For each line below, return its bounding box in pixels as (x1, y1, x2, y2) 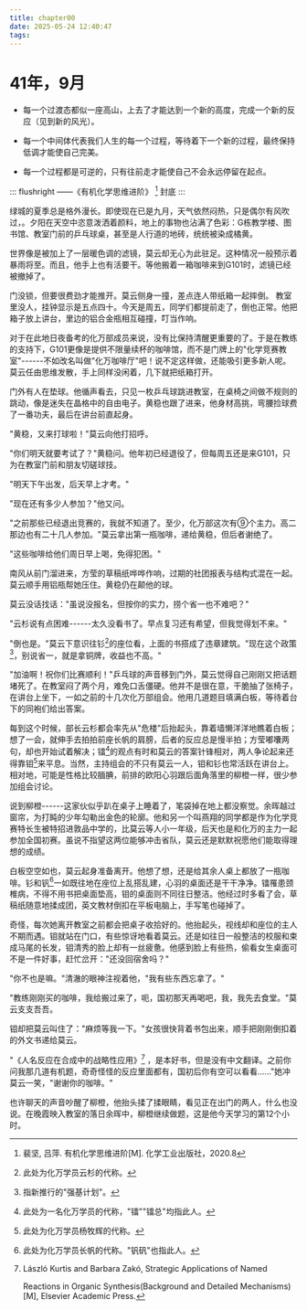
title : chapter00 (9, 13, 76, 23)
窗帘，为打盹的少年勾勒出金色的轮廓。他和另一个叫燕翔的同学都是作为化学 (9, 811, 290, 823)
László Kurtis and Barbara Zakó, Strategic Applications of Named (22, 1262, 268, 1273)
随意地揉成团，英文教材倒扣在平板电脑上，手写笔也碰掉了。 (25, 900, 249, 911)
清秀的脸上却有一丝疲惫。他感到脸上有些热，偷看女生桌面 (72, 943, 290, 953)
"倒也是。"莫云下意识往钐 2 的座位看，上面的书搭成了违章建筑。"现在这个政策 (9, 636, 297, 649)
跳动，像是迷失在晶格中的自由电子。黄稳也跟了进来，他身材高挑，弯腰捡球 (9, 397, 290, 408)
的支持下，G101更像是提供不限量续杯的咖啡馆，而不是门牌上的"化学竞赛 (9, 344, 280, 355)
